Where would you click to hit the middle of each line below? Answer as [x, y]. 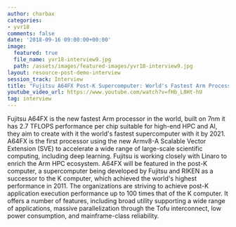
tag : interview [29, 99]
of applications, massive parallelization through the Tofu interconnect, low [114, 208]
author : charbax [31, 14]
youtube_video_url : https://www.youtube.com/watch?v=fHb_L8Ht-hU [105, 92]
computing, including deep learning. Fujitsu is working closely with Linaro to [117, 156]
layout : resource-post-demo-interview [64, 72]
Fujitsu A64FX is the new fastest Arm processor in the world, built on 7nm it [117, 119]
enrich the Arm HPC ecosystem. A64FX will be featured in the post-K [107, 163]
